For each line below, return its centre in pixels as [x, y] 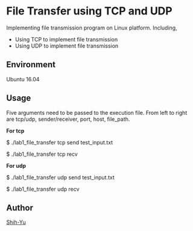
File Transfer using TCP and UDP [90, 11]
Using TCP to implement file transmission [66, 39]
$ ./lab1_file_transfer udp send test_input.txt [60, 177]
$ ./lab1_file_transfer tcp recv [42, 154]
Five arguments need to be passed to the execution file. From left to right [97, 112]
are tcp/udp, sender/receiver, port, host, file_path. [68, 119]
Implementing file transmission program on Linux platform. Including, [92, 28]
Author [20, 208]
